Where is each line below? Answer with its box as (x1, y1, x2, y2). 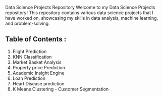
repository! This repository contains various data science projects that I (5, 10, 154, 16)
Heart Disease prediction (12, 80, 65, 86)
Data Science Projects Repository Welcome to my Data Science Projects (5, 5, 155, 10)
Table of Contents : (5, 35, 67, 43)
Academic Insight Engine (12, 70, 65, 76)
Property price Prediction (12, 64, 66, 70)
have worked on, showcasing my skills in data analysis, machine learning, (5, 15, 158, 21)
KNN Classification (12, 54, 52, 60)
